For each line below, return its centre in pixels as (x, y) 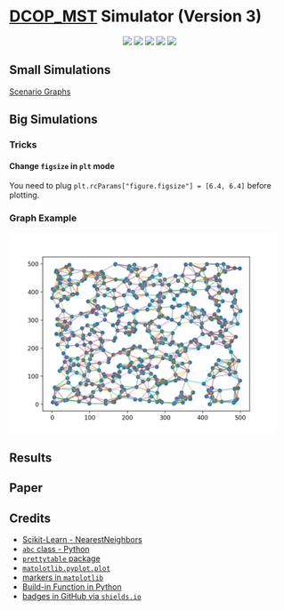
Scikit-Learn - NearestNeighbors (82, 540)
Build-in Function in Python (72, 587)
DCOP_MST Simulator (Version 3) (136, 16)
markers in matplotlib (63, 578)
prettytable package (61, 558)
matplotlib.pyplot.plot (66, 569)
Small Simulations (60, 70)
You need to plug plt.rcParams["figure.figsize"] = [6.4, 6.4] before (140, 186)
